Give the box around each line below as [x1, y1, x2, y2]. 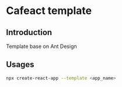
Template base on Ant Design [6, 43, 77, 50]
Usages [6, 60, 34, 69]
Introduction [6, 27, 53, 37]
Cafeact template [6, 4, 92, 18]
